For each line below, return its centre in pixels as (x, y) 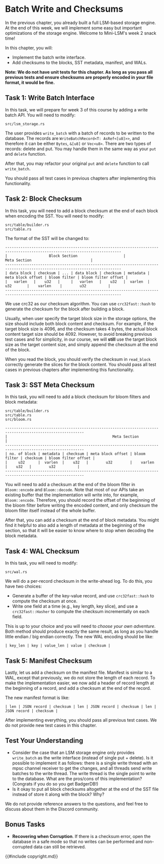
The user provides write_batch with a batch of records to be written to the (80, 133)
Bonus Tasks (25, 824)
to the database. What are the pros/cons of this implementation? (77, 779)
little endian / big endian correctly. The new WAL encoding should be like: (79, 637)
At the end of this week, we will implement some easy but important (73, 27)
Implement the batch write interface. (49, 57)
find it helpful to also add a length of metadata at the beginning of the (75, 525)
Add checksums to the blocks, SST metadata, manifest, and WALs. (80, 62)
